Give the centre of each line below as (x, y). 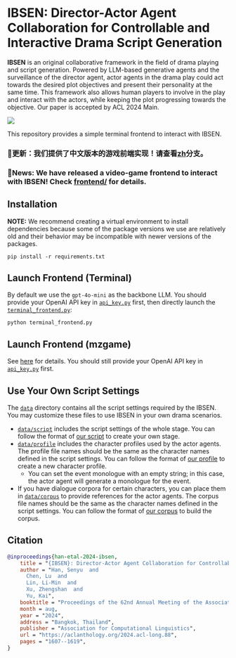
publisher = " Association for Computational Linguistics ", (108, 628)
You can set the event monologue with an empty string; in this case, (126, 474)
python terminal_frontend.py (50, 323)
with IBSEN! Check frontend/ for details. (77, 181)
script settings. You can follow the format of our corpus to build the (114, 511)
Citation (25, 540)
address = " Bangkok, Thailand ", (67, 622)
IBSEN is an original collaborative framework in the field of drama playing (113, 62)
